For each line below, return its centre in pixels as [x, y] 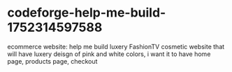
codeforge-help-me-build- [87, 13]
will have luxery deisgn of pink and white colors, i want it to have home [109, 54]
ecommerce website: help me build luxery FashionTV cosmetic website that [116, 46]
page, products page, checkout [52, 61]
